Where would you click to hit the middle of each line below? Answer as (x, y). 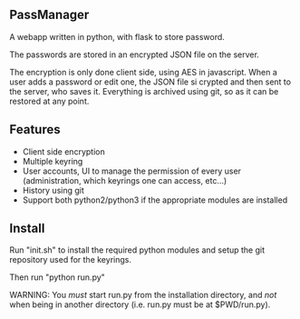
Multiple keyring (53, 161)
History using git (53, 190)
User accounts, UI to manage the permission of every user (132, 171)
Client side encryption (64, 151)
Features (35, 130)
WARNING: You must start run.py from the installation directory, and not (143, 295)
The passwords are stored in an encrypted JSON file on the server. (135, 55)
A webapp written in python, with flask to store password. (117, 36)
